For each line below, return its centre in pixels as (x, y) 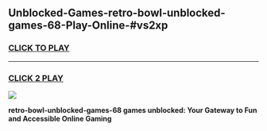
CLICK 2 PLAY (36, 78)
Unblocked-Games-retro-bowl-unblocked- (117, 13)
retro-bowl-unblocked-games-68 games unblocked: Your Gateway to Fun (133, 110)
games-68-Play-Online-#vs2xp (88, 26)
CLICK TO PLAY (39, 48)
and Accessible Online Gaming (60, 118)
